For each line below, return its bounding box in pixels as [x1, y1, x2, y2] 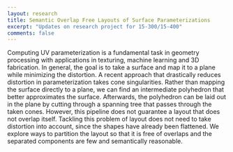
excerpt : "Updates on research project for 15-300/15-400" [7, 23, 183, 30]
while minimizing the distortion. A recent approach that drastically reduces [7, 71, 221, 79]
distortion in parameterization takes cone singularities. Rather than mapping [7, 78, 225, 87]
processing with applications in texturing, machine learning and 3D [7, 56, 200, 65]
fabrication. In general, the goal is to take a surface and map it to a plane [7, 63, 216, 71]
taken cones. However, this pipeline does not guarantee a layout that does [7, 108, 220, 116]
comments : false [7, 29, 54, 37]
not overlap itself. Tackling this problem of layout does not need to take [7, 115, 211, 124]
